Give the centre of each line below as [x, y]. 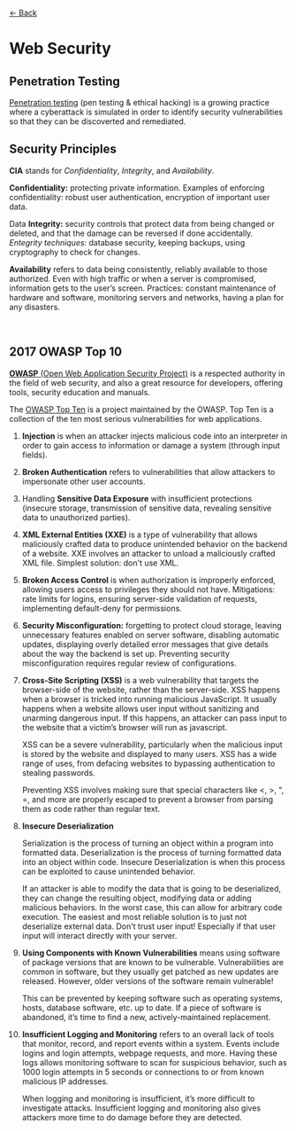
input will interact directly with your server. [99, 935]
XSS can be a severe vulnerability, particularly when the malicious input [152, 745]
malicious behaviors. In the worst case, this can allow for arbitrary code [152, 907]
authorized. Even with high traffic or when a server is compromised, [133, 278]
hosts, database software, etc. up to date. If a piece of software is [142, 1007]
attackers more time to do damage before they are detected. [132, 1117]
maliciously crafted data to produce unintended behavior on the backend [155, 543]
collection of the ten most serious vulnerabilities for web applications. [136, 418]
